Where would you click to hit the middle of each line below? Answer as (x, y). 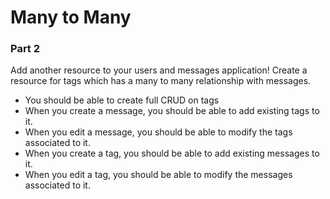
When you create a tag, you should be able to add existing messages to (172, 153)
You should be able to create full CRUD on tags (122, 100)
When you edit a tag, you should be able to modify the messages (158, 175)
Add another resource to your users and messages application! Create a (159, 70)
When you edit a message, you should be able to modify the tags (158, 132)
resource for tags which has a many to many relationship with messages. (161, 81)
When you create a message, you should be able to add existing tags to (172, 111)
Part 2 (25, 49)
